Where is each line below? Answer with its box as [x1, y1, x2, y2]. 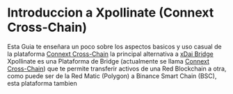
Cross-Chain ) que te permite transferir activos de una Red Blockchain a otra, [7, 64, 227, 73]
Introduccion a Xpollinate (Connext [7, 5, 214, 21]
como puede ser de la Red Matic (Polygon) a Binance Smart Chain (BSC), [7, 71, 217, 80]
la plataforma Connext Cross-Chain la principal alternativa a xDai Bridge [7, 50, 214, 58]
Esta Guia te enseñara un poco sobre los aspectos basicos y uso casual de [7, 42, 222, 50]
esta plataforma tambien [7, 79, 78, 87]
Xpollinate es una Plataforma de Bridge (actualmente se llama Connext [7, 57, 210, 65]
